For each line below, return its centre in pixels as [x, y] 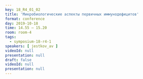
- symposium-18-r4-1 [30, 42]
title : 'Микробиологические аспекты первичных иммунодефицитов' [72, 14]
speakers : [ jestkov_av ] [31, 46]
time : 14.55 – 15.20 [26, 28]
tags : [11, 37]
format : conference [25, 19]
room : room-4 [18, 32]
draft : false [18, 60]
